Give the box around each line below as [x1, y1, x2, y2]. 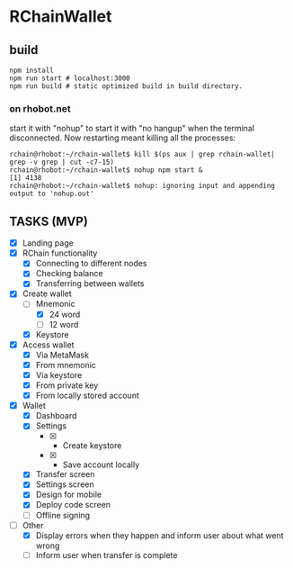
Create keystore [62, 440, 122, 451]
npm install [9, 66, 54, 75]
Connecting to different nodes [35, 258, 147, 269]
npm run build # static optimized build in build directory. [9, 82, 244, 91]
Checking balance [35, 268, 103, 279]
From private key [35, 380, 99, 391]
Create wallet [22, 288, 72, 299]
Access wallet [22, 339, 75, 350]
